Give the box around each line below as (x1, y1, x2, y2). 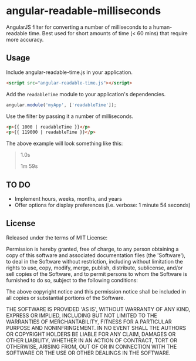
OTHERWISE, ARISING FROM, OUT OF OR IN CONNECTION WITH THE (6, 343, 177, 350)
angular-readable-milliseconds (6, 4, 161, 18)
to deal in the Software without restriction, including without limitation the (6, 258, 183, 265)
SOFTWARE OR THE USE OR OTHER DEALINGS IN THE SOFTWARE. (6, 349, 171, 356)
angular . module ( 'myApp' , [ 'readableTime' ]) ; (6, 102, 117, 108)
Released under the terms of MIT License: (6, 234, 107, 241)
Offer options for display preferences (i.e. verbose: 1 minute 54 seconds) (14, 201, 191, 209)
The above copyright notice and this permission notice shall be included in (6, 288, 186, 295)
